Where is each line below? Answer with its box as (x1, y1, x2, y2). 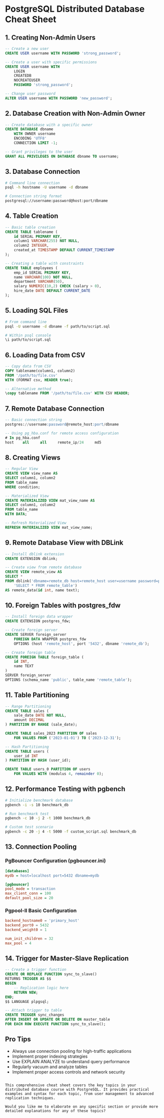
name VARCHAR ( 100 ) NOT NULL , (14, 275, 73, 279)
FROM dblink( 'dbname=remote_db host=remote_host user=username (5, 579, 137, 583)
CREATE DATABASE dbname (5, 127, 54, 132)
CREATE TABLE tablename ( (5, 229, 58, 234)
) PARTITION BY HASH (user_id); (5, 758, 71, 763)
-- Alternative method (5, 386, 51, 391)
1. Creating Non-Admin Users (5, 33, 96, 42)
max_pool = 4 (5, 941, 32, 946)
